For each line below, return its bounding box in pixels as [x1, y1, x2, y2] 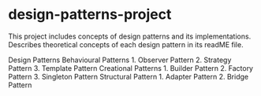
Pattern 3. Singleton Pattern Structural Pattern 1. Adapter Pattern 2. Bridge [8, 72, 249, 81]
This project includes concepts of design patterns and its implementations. [8, 31, 252, 41]
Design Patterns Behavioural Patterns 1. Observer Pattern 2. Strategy [8, 55, 232, 65]
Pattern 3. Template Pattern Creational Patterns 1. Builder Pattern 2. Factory [8, 63, 254, 72]
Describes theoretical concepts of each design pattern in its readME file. [8, 39, 244, 49]
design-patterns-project [8, 6, 172, 24]
